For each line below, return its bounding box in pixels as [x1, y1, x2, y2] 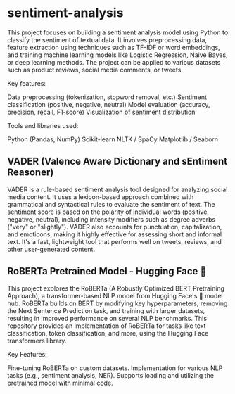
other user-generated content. [7, 245, 96, 253]
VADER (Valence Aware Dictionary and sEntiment [7, 155, 227, 167]
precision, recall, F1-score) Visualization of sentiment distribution [7, 108, 196, 116]
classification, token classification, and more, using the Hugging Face [7, 329, 209, 337]
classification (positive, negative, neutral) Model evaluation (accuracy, [7, 100, 210, 108]
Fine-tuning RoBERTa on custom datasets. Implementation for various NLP [7, 364, 223, 372]
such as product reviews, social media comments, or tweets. [7, 65, 183, 74]
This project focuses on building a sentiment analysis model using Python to [7, 28, 229, 37]
